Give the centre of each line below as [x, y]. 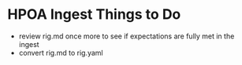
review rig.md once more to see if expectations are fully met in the [127, 36]
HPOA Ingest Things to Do [94, 14]
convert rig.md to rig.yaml [61, 52]
